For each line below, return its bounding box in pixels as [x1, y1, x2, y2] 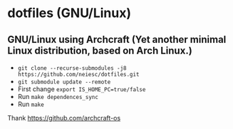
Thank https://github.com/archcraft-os [7, 114, 121, 122]
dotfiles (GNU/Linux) [7, 5, 132, 21]
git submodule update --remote [17, 78, 111, 86]
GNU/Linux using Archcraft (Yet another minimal [7, 33, 227, 46]
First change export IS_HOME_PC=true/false [17, 85, 146, 93]
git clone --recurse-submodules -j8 [17, 65, 127, 72]
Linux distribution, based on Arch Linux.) [7, 44, 192, 56]
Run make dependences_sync [17, 93, 98, 100]
